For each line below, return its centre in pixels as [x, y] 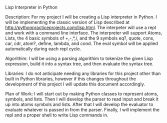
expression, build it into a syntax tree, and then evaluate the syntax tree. [79, 64]
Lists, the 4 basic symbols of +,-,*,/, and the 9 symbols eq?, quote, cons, [80, 38]
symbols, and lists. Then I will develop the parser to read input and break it [82, 99]
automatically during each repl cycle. [43, 49]
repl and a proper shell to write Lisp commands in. [57, 115]
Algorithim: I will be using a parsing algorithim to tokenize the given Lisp [79, 58]
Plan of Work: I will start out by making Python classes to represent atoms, [82, 94]
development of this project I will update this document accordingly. [75, 84]
